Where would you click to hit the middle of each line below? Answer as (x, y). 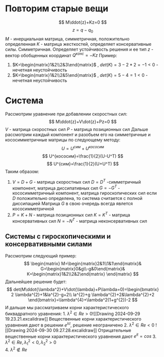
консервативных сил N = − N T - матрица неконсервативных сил (80, 221)
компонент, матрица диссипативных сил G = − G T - (66, 188)
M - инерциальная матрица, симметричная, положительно (67, 39)
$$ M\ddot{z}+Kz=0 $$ (83, 22)
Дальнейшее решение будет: (36, 282)
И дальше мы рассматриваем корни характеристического (67, 308)
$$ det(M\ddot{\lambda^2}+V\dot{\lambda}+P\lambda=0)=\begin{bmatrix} (83, 290)
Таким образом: (22, 171)
